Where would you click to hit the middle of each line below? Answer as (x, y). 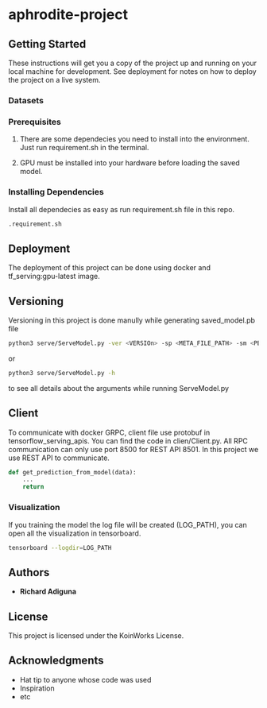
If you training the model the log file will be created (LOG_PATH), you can (128, 524)
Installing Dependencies (56, 192)
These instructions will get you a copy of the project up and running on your (132, 63)
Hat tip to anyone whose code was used (85, 679)
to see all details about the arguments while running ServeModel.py (118, 388)
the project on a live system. (54, 80)
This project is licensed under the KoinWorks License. (96, 636)
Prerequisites (35, 122)
